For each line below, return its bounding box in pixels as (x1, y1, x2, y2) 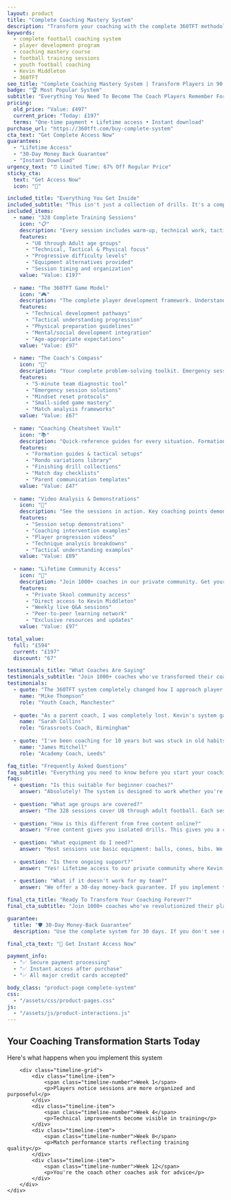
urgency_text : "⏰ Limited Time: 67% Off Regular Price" (7, 163, 172, 170)
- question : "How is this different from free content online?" (13, 820, 201, 827)
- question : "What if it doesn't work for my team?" (13, 878, 168, 885)
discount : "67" (13, 654, 57, 662)
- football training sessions (13, 55, 100, 62)
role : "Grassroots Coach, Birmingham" (19, 724, 131, 732)
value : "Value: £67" (19, 412, 78, 419)
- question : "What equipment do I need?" (13, 839, 134, 846)
